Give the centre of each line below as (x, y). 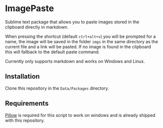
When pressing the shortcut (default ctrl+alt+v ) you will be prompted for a (81, 36)
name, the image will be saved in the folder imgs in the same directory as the (81, 41)
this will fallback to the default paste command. (52, 52)
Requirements (27, 104)
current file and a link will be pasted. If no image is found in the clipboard (78, 47)
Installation (22, 76)
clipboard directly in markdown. (37, 27)
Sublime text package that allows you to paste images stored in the (72, 22)
